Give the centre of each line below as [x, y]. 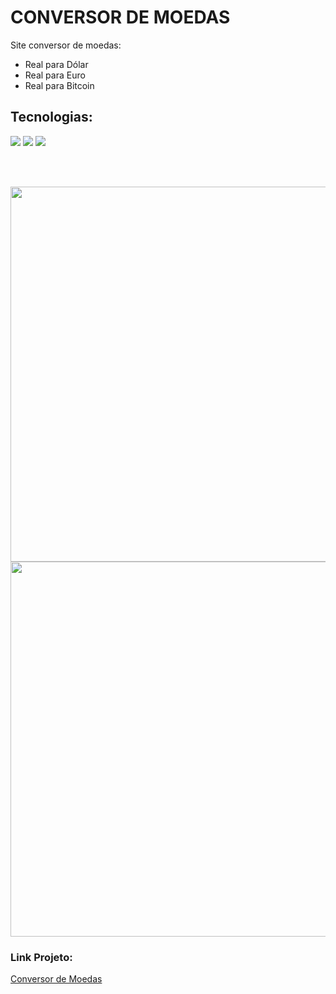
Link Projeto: [41, 957]
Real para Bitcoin [59, 85]
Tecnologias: [51, 117]
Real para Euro [55, 75]
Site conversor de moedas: [66, 45]
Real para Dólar [56, 64]
